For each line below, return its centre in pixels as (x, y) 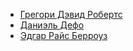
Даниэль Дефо (52, 25)
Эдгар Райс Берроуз (63, 35)
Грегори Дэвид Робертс (71, 14)
